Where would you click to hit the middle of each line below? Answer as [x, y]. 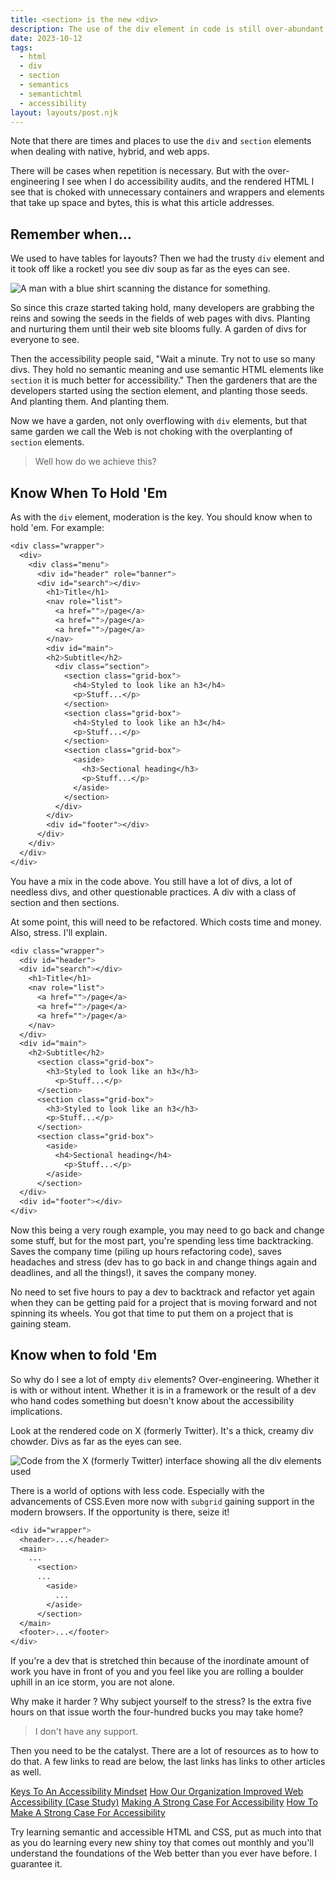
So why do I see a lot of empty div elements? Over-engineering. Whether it [165, 1379]
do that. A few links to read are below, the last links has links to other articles [168, 1762]
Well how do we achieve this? [95, 462]
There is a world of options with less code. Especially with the [137, 1490]
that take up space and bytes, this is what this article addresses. [142, 203]
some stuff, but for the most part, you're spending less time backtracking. [162, 1240]
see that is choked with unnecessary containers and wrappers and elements [167, 192]
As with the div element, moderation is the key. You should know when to [161, 517]
